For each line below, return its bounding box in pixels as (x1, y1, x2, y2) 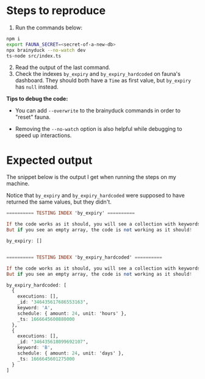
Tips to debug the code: (6, 95, 68, 103)
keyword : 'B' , (17, 345, 53, 351)
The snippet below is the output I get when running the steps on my (6, 174, 176, 181)
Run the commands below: (15, 24, 82, 31)
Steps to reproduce (6, 4, 106, 18)
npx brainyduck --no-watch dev (6, 47, 86, 53)
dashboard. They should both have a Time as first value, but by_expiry (15, 77, 191, 84)
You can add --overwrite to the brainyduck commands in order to (15, 107, 181, 114)
